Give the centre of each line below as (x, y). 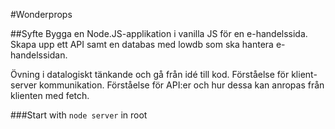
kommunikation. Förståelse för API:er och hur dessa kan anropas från (182, 85)
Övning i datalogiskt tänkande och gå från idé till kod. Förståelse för (150, 74)
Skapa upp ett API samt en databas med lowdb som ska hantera (142, 44)
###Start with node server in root (79, 115)
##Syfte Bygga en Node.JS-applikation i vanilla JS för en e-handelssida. (159, 33)
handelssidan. (39, 55)
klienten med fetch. (50, 95)
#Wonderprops (41, 14)
